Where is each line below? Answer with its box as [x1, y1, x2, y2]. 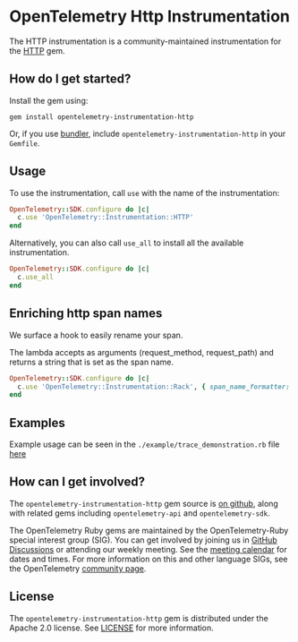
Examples [9, 415, 65, 431]
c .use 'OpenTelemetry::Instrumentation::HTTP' [17, 213, 194, 222]
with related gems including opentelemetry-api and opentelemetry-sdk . [9, 508, 270, 518]
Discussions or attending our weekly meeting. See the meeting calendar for [9, 544, 288, 554]
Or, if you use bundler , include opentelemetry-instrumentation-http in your [9, 128, 286, 139]
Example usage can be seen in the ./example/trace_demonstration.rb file [9, 439, 280, 449]
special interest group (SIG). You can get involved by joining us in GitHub [9, 535, 277, 545]
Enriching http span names [9, 306, 163, 321]
